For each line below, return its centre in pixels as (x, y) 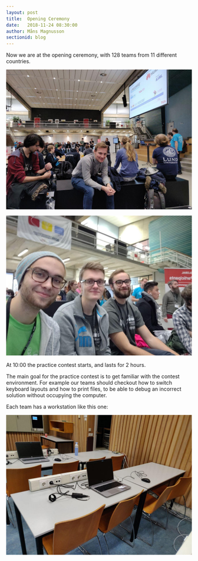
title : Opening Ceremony (38, 19)
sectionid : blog (26, 38)
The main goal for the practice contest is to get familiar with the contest (93, 376)
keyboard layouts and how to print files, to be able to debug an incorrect (94, 389)
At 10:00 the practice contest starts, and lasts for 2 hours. (76, 365)
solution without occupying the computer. (57, 395)
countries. (18, 62)
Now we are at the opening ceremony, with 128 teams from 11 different (92, 55)
